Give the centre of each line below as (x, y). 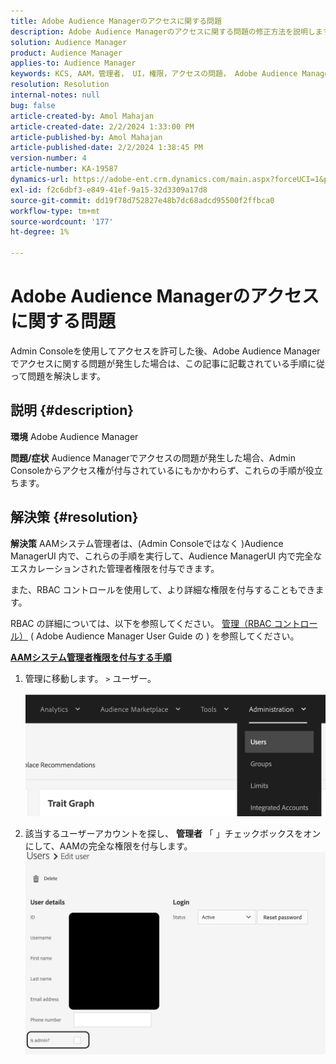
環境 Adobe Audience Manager (74, 436)
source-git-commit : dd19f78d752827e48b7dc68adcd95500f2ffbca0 (142, 200)
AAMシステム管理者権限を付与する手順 (91, 657)
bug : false (33, 105)
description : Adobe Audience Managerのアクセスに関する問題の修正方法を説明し (163, 31)
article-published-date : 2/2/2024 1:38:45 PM (106, 148)
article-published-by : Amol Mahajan (86, 137)
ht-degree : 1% (40, 232)
